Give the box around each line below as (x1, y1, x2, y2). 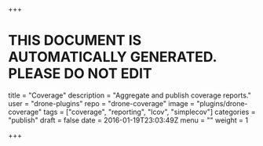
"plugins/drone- (195, 98, 249, 108)
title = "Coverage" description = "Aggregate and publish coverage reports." (8, 91, 251, 100)
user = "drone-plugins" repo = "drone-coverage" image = (8, 98, 195, 108)
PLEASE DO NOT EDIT (8, 65, 152, 83)
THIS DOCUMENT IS (8, 32, 142, 49)
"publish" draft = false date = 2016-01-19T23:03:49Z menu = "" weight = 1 (8, 115, 249, 125)
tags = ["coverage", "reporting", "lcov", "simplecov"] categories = (43, 107, 256, 116)
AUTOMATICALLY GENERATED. (8, 48, 217, 66)
